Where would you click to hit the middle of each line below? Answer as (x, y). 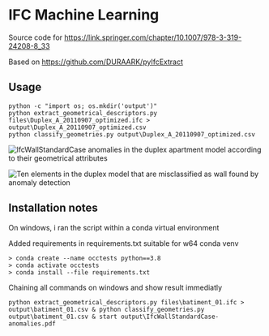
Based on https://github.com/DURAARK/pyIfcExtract (96, 62)
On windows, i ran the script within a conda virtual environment (114, 227)
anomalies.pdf (32, 323)
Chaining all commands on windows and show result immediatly (115, 287)
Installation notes (53, 208)
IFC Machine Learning (84, 15)
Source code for (36, 37)
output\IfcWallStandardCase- (170, 317)
